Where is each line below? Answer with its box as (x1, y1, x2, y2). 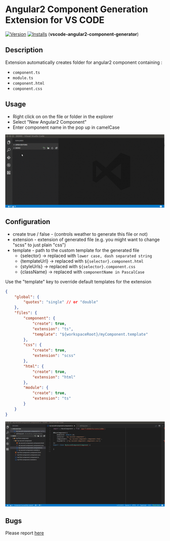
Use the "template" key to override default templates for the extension (5, 278, 152, 284)
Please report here (5, 530, 44, 536)
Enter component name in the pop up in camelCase (12, 124, 120, 130)
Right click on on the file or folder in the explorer (12, 113, 114, 120)
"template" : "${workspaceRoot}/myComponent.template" (32, 332, 148, 337)
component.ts (12, 70, 40, 75)
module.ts (12, 75, 34, 81)
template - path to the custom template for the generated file (12, 247, 140, 253)
